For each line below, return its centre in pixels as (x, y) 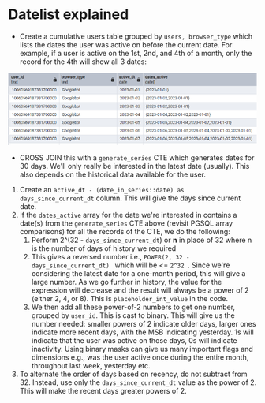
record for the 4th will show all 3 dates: (83, 62)
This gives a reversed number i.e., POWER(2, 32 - (110, 256)
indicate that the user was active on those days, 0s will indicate (134, 340)
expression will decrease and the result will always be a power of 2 (140, 290)
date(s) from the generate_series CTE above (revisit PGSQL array (126, 223)
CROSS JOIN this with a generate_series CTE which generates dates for (137, 157)
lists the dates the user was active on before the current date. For (126, 44)
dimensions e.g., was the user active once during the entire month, (140, 357)
